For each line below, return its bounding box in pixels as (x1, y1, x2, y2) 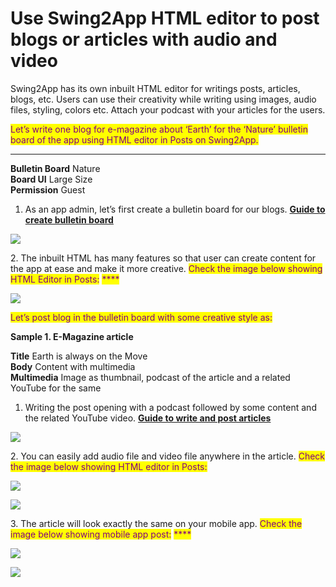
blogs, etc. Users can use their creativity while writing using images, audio (10, 93, 317, 105)
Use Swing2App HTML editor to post (10, 7, 320, 30)
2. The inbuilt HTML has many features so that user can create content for (10, 252, 317, 264)
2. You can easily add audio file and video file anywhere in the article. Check (10, 450, 326, 462)
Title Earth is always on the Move (10, 350, 148, 362)
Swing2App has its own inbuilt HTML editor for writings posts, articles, (10, 82, 301, 94)
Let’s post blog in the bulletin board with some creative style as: (10, 311, 273, 323)
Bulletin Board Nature (10, 162, 101, 174)
